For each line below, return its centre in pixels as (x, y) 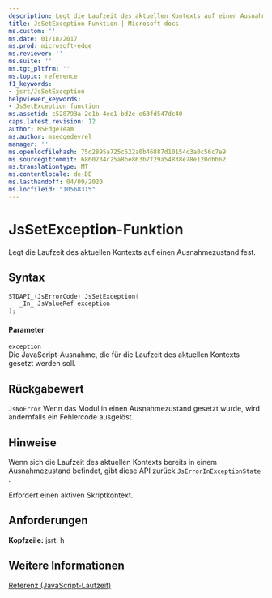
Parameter (26, 329)
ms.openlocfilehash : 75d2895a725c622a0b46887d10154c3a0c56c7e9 (117, 152)
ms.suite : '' (30, 62)
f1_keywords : (30, 84)
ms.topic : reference (43, 76)
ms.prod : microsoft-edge (50, 46)
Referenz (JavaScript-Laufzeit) (60, 585)
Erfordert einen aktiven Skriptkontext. (71, 495)
